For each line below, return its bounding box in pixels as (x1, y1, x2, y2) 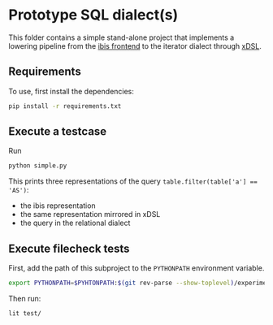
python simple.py (8, 162, 67, 170)
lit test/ (8, 310, 42, 318)
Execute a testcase (8, 124, 107, 139)
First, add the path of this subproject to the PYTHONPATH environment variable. (8, 263, 265, 273)
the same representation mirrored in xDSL (19, 210, 161, 219)
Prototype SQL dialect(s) (8, 6, 179, 24)
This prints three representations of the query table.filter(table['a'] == (8, 176, 258, 186)
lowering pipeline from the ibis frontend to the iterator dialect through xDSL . (8, 41, 262, 50)
